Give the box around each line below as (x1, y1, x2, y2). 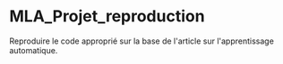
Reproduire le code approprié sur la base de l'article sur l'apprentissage (9, 36, 275, 46)
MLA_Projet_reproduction (9, 6, 205, 27)
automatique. (9, 44, 58, 55)
